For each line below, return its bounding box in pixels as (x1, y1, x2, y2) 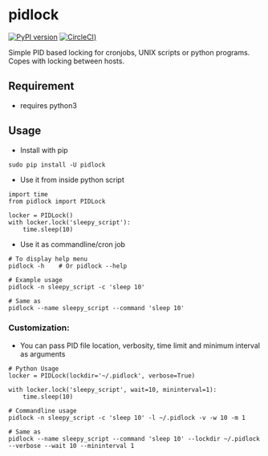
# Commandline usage (8, 406, 78, 414)
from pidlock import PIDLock (8, 197, 106, 205)
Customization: (8, 322, 70, 333)
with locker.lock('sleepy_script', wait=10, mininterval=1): (8, 385, 217, 393)
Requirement (8, 79, 75, 93)
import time (8, 190, 48, 198)
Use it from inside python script (19, 175, 124, 184)
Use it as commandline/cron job (19, 239, 126, 249)
